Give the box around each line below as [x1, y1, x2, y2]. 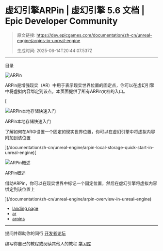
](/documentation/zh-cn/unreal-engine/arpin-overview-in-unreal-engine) [5, 196, 152, 202]
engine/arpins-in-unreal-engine [16, 37, 81, 43]
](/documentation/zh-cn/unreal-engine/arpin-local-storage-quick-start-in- [5, 144, 154, 150]
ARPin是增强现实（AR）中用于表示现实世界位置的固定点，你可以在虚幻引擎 [5, 82, 154, 88]
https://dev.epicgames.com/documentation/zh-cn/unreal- [36, 32, 152, 38]
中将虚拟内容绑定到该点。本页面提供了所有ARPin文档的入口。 [5, 88, 128, 94]
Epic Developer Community [5, 16, 118, 27]
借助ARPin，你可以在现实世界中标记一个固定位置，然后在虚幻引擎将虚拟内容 [5, 180, 158, 186]
